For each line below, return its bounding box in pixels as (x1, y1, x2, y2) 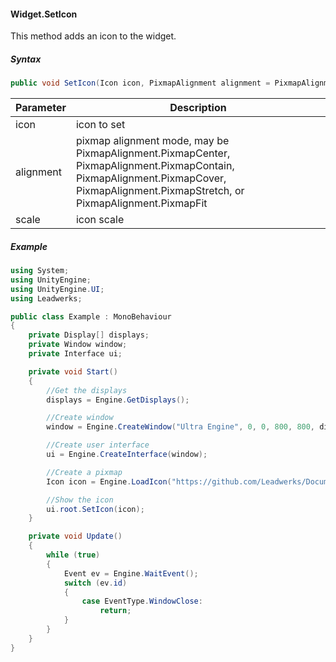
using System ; (10, 266, 70, 276)
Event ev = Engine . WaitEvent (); (63, 568, 199, 579)
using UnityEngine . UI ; (10, 284, 105, 294)
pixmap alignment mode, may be (75, 134, 230, 148)
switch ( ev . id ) (63, 578, 128, 588)
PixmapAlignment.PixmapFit (75, 196, 208, 210)
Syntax (10, 53, 42, 65)
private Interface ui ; (28, 349, 123, 359)
